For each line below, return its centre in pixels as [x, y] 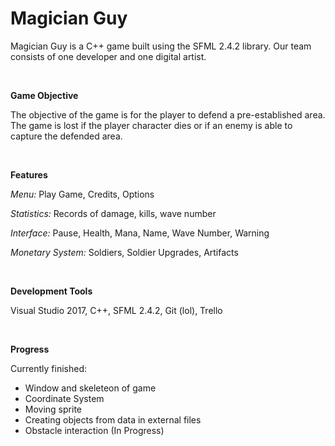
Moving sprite [53, 409]
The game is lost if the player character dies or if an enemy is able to [151, 125]
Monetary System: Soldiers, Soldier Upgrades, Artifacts [124, 252]
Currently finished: [48, 368]
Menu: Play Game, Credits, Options [82, 194]
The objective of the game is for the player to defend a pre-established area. [168, 114]
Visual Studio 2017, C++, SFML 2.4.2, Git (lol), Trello [116, 310]
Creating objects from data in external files [113, 419]
